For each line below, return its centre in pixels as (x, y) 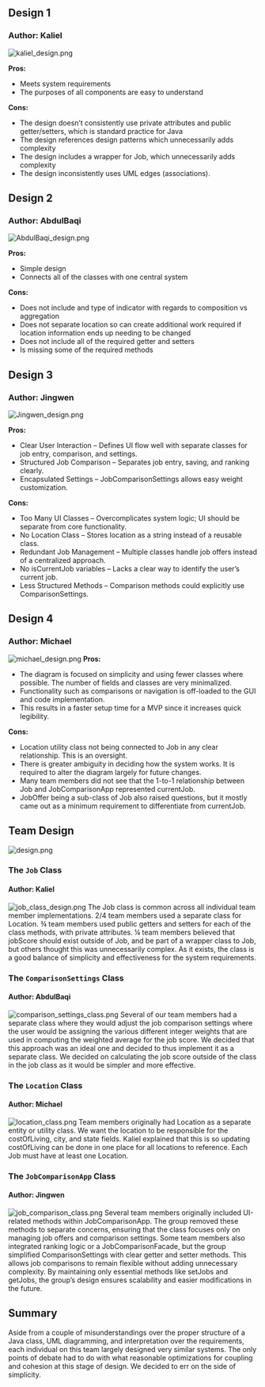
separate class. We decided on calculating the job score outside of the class (132, 1056)
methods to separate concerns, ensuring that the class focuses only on (124, 1230)
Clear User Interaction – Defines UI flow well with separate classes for (133, 445)
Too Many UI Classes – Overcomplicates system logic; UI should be (129, 518)
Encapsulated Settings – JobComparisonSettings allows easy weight (131, 480)
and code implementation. (62, 699)
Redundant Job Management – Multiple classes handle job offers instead (138, 552)
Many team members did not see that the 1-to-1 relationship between (132, 781)
